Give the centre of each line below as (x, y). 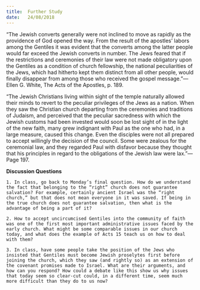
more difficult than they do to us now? (57, 281)
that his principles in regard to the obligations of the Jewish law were (91, 153)
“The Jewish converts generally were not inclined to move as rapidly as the (99, 34)
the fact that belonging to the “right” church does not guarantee (92, 187)
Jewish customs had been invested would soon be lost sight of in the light (97, 121)
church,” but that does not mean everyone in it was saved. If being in (99, 198)
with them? (20, 239)
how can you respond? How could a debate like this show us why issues (97, 271)
